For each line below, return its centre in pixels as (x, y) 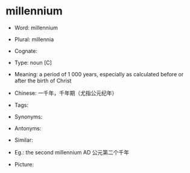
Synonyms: (28, 117)
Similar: (24, 140)
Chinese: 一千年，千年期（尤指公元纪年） (66, 93)
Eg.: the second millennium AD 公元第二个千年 (72, 152)
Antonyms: (28, 128)
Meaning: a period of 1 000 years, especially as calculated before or (99, 74)
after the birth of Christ (43, 80)
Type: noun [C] (33, 62)
